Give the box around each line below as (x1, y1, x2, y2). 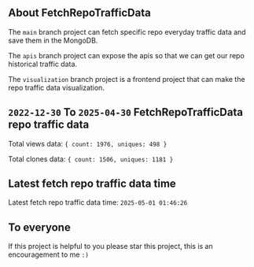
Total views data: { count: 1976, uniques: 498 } (8, 139, 167, 148)
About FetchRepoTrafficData (8, 6, 151, 20)
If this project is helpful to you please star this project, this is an (8, 242, 214, 251)
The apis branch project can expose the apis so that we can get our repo (8, 50, 245, 60)
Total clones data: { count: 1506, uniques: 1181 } (8, 154, 174, 164)
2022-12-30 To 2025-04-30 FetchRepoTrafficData (8, 106, 244, 119)
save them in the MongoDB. (8, 35, 98, 45)
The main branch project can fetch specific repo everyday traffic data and (8, 27, 246, 36)
